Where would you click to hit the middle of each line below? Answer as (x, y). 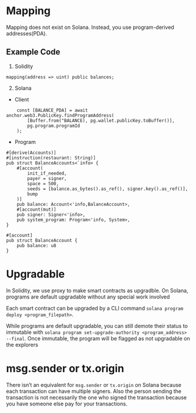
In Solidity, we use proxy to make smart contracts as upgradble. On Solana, (97, 290)
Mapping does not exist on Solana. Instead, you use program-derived (90, 27)
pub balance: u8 (37, 245)
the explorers (22, 345)
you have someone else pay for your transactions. (67, 404)
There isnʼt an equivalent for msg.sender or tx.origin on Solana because (94, 385)
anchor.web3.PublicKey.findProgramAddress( (60, 115)
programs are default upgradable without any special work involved (88, 297)
